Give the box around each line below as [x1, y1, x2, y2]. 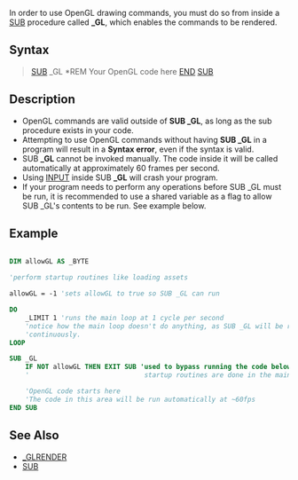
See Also [9, 428, 59, 443]
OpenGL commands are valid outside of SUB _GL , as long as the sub [21, 115, 272, 126]
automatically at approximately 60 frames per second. [21, 162, 220, 173]
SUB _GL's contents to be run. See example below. [21, 200, 207, 211]
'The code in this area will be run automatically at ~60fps [25, 395, 255, 404]
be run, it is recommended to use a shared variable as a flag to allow [21, 191, 272, 201]
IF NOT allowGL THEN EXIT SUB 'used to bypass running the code [25, 363, 268, 372]
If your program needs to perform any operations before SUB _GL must [21, 181, 282, 192]
